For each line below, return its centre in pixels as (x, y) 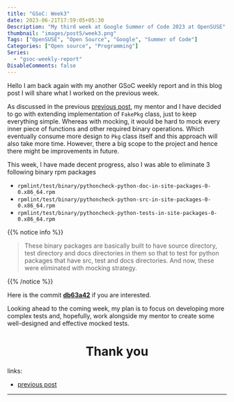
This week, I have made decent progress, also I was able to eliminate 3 (109, 164)
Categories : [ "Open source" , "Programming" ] (73, 46)
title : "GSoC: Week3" (39, 14)
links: (15, 371)
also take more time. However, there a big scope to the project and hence (112, 143)
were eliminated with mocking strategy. (80, 268)
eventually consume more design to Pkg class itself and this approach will (112, 136)
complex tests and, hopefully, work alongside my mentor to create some (111, 315)
